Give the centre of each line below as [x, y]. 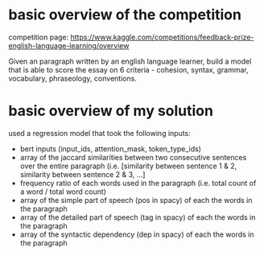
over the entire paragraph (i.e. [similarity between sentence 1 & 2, [128, 166]
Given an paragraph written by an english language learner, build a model [130, 61]
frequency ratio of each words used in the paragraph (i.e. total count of [138, 183]
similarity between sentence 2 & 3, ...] [82, 174]
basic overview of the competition [125, 15]
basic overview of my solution [111, 111]
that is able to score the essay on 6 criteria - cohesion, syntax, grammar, [128, 69]
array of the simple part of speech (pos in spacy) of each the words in [136, 200]
